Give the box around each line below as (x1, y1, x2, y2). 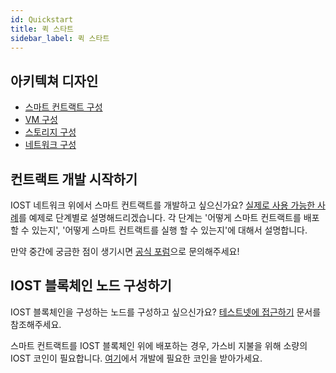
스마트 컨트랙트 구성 (24, 101, 103, 113)
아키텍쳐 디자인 (10, 72, 99, 90)
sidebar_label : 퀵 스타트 (10, 33, 110, 43)
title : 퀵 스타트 (10, 24, 75, 34)
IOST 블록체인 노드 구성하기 (10, 277, 172, 295)
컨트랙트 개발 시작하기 (10, 171, 138, 188)
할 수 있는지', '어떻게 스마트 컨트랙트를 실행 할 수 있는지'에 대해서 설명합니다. (10, 224, 308, 236)
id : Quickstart (10, 14, 74, 25)
